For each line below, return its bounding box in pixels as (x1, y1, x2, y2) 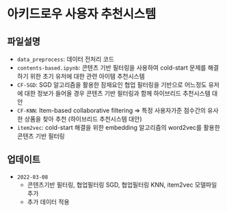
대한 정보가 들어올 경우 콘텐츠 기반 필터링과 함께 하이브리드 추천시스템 (24, 90, 211, 97)
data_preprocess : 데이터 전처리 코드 (16, 55, 115, 63)
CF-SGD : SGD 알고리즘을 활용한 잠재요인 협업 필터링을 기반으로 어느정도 (16, 81, 207, 89)
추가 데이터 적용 (27, 198, 70, 206)
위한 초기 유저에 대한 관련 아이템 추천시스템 (29, 72, 145, 80)
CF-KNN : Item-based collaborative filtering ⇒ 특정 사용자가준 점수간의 (16, 107, 206, 114)
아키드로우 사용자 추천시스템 (7, 6, 157, 22)
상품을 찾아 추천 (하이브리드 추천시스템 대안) (24, 115, 142, 123)
